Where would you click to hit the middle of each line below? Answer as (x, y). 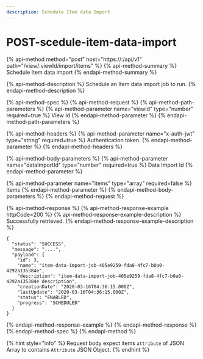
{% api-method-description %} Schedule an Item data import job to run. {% (101, 84)
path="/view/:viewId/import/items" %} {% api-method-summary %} (92, 65)
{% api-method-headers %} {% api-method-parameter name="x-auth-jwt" (101, 133)
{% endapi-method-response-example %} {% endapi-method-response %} (101, 325)
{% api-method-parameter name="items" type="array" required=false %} (99, 183)
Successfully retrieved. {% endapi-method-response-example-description (100, 221)
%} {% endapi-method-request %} (80, 196)
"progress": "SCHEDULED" (49, 303)
